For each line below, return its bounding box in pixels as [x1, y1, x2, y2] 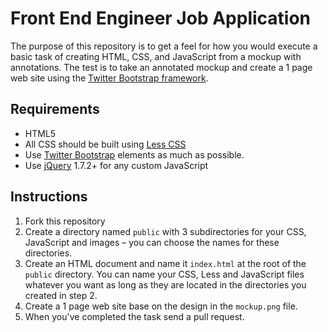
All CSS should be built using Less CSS [24, 138, 187, 150]
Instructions [10, 188, 88, 206]
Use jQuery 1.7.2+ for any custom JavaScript [24, 159, 209, 171]
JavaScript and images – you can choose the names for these [24, 236, 280, 248]
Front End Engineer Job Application [10, 7, 312, 30]
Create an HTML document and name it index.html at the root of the [24, 257, 307, 269]
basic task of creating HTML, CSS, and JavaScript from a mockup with [10, 50, 302, 62]
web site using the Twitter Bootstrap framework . [10, 72, 209, 84]
